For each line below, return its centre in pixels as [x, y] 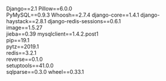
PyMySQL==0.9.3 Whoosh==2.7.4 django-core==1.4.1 [73, 15]
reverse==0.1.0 [24, 59]
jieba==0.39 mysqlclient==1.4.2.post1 [52, 34]
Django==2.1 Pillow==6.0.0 [39, 9]
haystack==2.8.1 [26, 21]
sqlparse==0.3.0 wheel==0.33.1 [45, 72]
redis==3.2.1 [21, 53]
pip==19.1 [18, 40]
